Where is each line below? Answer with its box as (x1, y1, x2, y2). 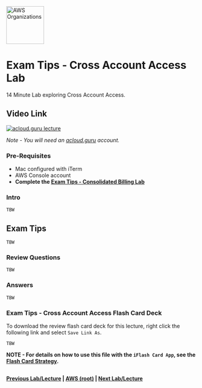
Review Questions (6, 253, 61, 262)
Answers (6, 281, 33, 289)
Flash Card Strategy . (6, 358, 59, 365)
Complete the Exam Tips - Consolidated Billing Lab (14, 178, 145, 186)
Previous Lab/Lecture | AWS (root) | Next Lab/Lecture (6, 375, 143, 383)
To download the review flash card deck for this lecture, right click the (6, 323, 180, 330)
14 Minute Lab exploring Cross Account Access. (6, 91, 125, 99)
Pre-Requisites (6, 151, 51, 160)
